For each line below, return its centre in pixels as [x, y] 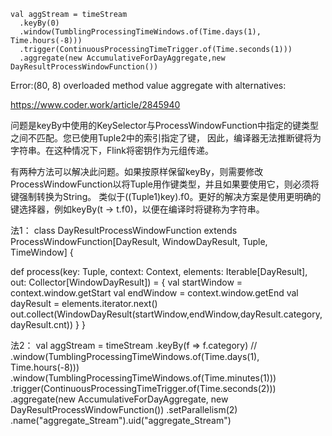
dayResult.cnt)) [42, 324]
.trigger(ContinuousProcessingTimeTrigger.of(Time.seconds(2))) [143, 388]
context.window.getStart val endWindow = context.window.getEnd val [154, 293]
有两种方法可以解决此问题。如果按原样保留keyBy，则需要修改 [137, 171]
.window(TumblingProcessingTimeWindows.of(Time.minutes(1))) [143, 378]
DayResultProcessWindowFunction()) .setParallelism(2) [124, 409]
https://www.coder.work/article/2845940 [95, 104]
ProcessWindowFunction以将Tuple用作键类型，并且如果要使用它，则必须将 [165, 184]
